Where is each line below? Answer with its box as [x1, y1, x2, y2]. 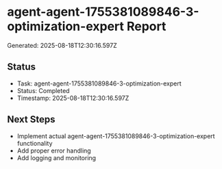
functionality [16, 139, 53, 147]
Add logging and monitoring [16, 153, 97, 161]
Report [126, 18, 166, 34]
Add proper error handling [16, 146, 91, 155]
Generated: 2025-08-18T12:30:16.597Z [7, 41, 118, 49]
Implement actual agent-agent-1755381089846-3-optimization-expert [16, 131, 215, 140]
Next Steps [7, 114, 56, 125]
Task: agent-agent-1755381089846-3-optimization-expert [16, 79, 182, 88]
